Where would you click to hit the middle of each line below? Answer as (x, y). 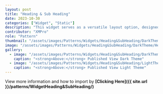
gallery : (14, 50)
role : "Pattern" (21, 37)
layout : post (18, 9)
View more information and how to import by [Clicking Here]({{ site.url (76, 81)
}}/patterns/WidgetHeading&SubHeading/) (49, 87)
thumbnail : (16, 41)
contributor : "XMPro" (27, 32)
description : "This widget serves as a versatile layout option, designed (82, 27)
